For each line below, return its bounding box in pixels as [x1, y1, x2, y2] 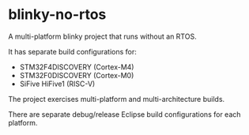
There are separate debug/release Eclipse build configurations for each [8, 109, 241, 119]
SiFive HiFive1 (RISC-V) [19, 79, 96, 88]
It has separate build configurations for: [8, 47, 137, 56]
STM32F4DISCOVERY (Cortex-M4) [19, 62, 134, 72]
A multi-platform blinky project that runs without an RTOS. [8, 32, 197, 41]
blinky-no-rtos [8, 6, 107, 24]
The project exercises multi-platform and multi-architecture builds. [8, 94, 225, 103]
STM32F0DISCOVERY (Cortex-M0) [19, 70, 134, 80]
